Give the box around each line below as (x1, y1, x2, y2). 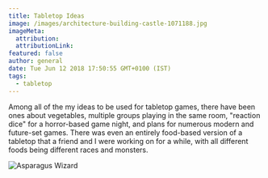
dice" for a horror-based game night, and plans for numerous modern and (8, 119, 254, 129)
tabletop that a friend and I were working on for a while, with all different (8, 136, 249, 146)
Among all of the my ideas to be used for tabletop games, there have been (8, 102, 256, 112)
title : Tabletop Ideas (8, 11, 85, 20)
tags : (8, 72, 27, 80)
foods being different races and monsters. (8, 145, 149, 155)
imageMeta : (8, 27, 45, 35)
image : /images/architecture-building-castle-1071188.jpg (8, 19, 207, 28)
